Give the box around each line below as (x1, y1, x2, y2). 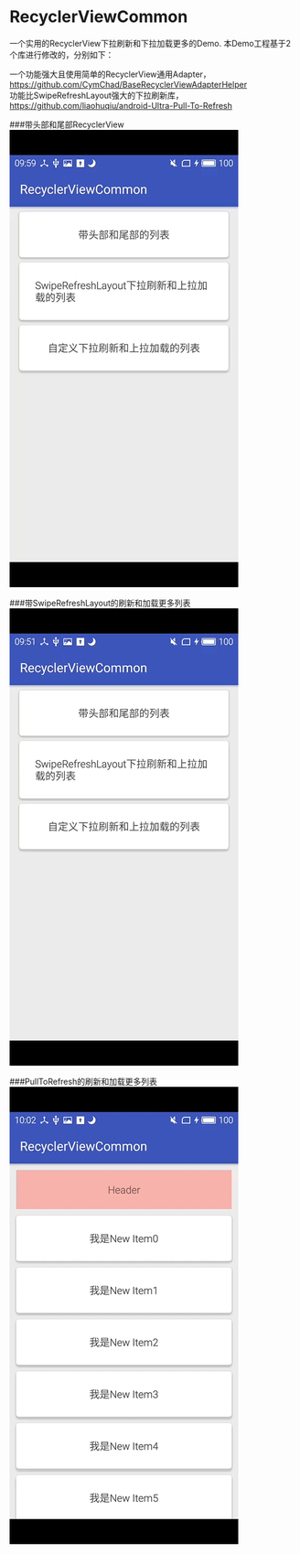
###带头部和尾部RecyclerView (9, 119, 125, 130)
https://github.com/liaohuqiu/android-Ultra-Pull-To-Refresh (9, 100, 233, 111)
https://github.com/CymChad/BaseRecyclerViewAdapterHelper (9, 79, 248, 90)
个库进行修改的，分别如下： (9, 48, 114, 60)
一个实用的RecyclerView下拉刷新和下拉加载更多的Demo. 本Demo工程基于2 (9, 38, 291, 48)
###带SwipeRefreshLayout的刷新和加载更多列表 (9, 597, 191, 608)
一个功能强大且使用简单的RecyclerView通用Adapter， (9, 69, 212, 80)
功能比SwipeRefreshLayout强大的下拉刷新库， (9, 90, 185, 101)
